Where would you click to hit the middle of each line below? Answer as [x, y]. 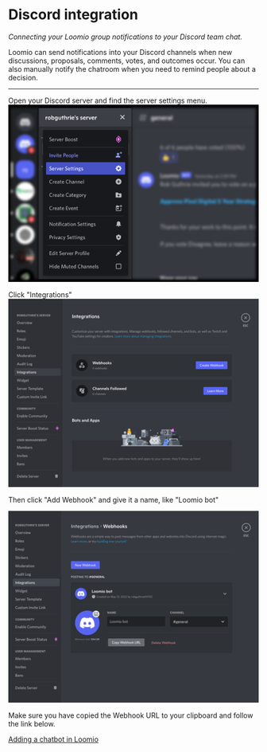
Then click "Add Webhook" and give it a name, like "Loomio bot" [114, 500]
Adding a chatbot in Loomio [54, 739]
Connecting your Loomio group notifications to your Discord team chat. [125, 37]
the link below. [32, 724]
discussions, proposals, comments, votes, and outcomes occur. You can [127, 61]
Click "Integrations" [41, 295]
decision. [23, 77]
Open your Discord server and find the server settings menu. [108, 100]
